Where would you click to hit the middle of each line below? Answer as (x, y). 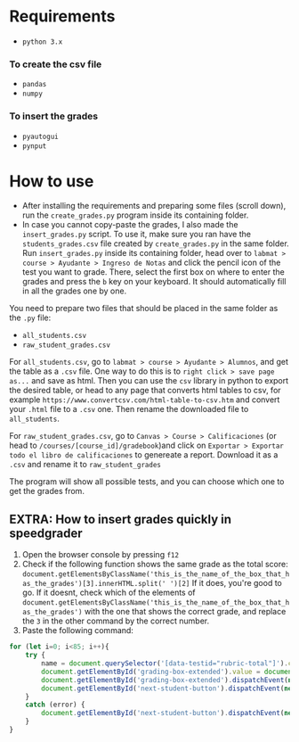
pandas (34, 85)
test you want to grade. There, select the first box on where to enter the (153, 272)
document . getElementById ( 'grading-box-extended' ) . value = (151, 672)
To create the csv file (56, 64)
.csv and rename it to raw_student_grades (85, 465)
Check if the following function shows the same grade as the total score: (155, 565)
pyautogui (40, 136)
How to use (52, 181)
